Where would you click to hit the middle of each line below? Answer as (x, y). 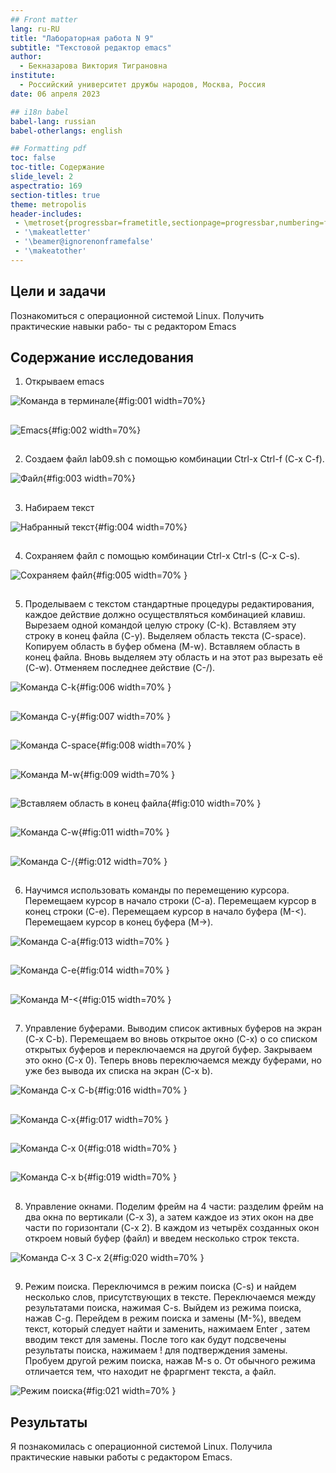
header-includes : (46, 214)
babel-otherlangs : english (66, 131)
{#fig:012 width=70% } (121, 861)
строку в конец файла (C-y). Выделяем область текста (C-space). (165, 636)
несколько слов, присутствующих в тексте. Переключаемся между (170, 1297)
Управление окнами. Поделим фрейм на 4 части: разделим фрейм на (174, 1206)
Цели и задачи (58, 291)
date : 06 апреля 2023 (55, 94)
